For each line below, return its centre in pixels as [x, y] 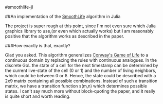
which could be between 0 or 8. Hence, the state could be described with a [81, 76]
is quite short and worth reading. [38, 96]
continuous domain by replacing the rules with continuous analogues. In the [81, 60]
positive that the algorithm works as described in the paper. [65, 36]
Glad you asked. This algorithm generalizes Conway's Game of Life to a [77, 55]
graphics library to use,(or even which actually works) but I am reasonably [80, 31]
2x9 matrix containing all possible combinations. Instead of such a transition [81, 81]
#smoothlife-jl [19, 7]
